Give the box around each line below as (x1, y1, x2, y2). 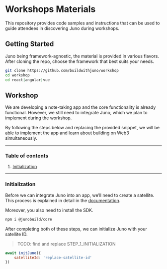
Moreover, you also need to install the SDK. (5, 207, 93, 213)
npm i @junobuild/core (5, 217, 52, 222)
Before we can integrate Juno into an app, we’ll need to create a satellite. (5, 192, 155, 198)
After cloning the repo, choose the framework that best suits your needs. (5, 58, 154, 64)
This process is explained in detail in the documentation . (5, 197, 121, 203)
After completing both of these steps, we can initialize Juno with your (5, 226, 148, 232)
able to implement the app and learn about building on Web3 (5, 130, 129, 136)
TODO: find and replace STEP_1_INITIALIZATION (17, 241, 116, 247)
